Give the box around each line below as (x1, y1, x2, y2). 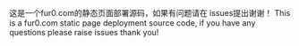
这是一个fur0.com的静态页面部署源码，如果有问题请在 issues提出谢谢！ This (9, 8, 291, 18)
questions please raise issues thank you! (9, 27, 159, 37)
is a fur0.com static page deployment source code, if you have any (9, 18, 256, 28)
